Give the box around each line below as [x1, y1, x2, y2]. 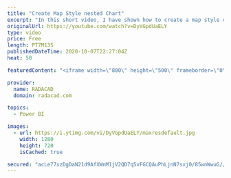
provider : [7, 79, 36, 86]
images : [7, 123, 30, 130]
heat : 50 [7, 55, 32, 62]
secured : [7, 161, 32, 168]
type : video [7, 29, 41, 36]
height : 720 [19, 142, 54, 149]
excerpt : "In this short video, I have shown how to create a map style [7, 16, 220, 23]
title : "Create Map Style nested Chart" [7, 10, 125, 17]
